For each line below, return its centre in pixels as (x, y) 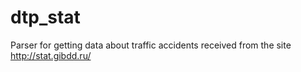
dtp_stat (45, 17)
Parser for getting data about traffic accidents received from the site (151, 45)
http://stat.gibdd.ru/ (51, 55)
